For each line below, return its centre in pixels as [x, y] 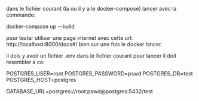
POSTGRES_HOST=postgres [41, 80]
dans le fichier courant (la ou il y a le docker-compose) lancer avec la [91, 9]
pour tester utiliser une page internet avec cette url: [70, 38]
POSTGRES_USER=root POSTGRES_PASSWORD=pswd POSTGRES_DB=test [99, 73]
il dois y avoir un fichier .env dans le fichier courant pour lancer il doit [91, 56]
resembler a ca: [25, 62]
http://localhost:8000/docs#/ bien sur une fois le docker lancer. [84, 44]
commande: [21, 15]
